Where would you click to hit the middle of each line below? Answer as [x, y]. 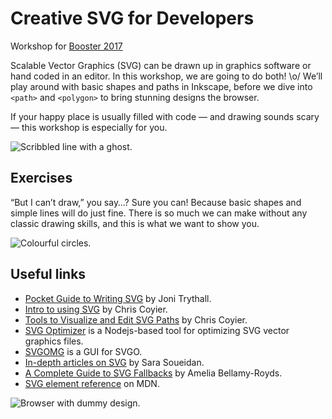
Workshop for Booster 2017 [66, 46]
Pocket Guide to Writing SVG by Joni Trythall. [118, 298]
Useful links [48, 274]
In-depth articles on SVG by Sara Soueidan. [114, 362]
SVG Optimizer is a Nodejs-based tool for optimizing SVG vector [157, 330]
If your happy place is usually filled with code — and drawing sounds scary [165, 116]
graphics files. [54, 341]
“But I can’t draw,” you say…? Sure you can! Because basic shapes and [156, 202]
